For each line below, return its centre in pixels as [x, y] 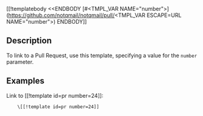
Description [29, 41]
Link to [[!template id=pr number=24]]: [55, 95]
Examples [25, 81]
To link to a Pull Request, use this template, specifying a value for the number [102, 55]
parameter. [20, 62]
